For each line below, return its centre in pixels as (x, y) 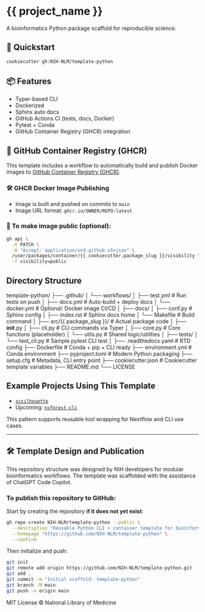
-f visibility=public (39, 262)
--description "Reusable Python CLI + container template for (92, 528)
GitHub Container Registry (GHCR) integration (73, 131)
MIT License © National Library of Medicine (61, 602)
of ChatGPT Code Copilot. (39, 482)
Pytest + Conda (35, 125)
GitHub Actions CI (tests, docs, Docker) (65, 119)
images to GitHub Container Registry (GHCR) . (63, 172)
